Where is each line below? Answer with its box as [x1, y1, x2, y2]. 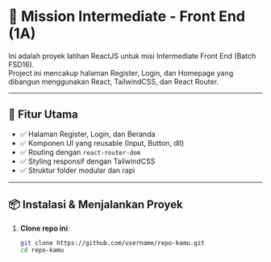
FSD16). [8, 60, 35, 69]
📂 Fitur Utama [8, 108, 78, 122]
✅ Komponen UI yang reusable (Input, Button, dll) [19, 138, 185, 148]
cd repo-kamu [19, 246, 65, 255]
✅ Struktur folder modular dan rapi [19, 165, 135, 175]
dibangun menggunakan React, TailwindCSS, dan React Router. [8, 77, 219, 86]
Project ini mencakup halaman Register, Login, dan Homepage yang [8, 68, 234, 77]
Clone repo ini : [19, 223, 70, 233]
